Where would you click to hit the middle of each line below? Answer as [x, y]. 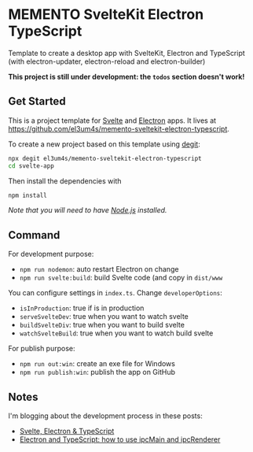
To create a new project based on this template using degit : [104, 144]
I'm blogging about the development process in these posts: [105, 416]
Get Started [37, 101]
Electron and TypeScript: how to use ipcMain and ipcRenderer [120, 439]
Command [34, 235]
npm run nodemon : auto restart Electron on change [99, 269]
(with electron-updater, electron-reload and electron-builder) [107, 61]
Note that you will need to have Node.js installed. [88, 210]
